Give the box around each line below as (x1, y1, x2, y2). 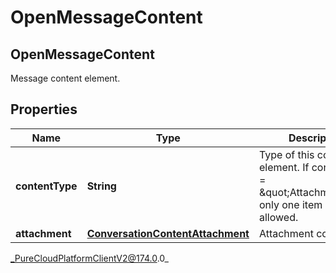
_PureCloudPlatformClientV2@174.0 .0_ (10, 252, 169, 264)
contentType (15, 179, 78, 193)
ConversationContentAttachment (86, 226, 250, 240)
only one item (258, 197, 323, 211)
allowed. (258, 210, 299, 224)
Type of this (258, 147, 315, 161)
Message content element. (10, 72, 121, 84)
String (86, 179, 117, 193)
